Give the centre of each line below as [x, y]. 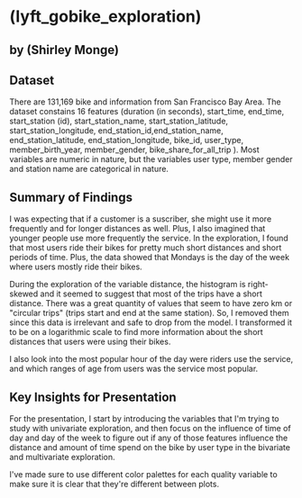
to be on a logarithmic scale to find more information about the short [136, 332]
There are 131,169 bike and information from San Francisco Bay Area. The [145, 102]
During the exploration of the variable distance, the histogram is [128, 285]
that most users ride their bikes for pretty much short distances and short [146, 248]
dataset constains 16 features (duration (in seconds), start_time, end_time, [147, 112]
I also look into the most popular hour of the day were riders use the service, [151, 359]
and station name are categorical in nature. [89, 169]
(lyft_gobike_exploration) [105, 17]
